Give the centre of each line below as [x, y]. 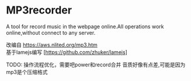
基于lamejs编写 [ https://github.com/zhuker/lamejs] [67, 52]
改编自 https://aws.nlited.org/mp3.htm [52, 45]
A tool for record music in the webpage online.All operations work [85, 26]
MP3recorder [39, 10]
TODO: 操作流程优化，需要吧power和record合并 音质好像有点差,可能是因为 [96, 65]
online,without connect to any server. [51, 32]
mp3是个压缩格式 [27, 72]
